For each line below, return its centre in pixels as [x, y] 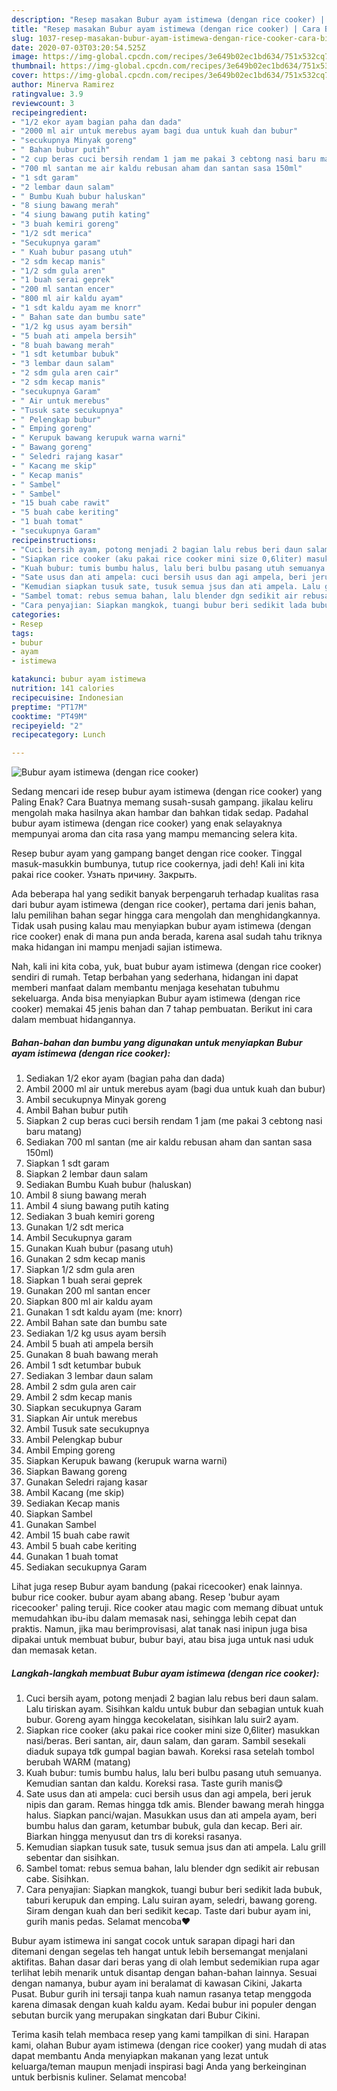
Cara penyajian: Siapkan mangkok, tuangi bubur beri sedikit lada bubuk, [174, 1890]
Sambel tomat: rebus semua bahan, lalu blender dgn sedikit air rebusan [172, 1868]
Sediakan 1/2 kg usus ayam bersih [96, 1333]
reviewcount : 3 [43, 103]
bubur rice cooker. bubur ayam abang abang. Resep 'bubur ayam [146, 1597]
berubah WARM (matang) [78, 1762]
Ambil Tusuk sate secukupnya [87, 1429]
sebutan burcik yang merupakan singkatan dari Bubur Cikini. [136, 2015]
